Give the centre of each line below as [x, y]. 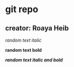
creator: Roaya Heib [37, 28]
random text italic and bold [34, 60]
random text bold [23, 50]
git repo [22, 9]
